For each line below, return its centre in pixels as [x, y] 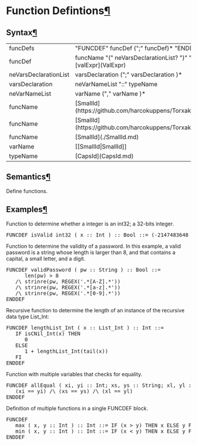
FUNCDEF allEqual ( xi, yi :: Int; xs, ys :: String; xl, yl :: [101, 385]
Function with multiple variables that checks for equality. [74, 374]
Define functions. [27, 191]
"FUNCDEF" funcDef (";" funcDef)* [124, 48]
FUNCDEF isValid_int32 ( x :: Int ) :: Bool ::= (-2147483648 [97, 235]
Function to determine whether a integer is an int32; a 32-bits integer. [90, 224]
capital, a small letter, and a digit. [46, 258]
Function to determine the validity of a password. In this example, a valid [94, 246]
